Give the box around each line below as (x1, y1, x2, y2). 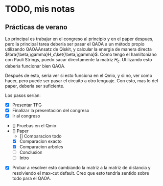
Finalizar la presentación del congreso (12, 107, 90, 113)
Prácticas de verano (5, 23, 68, 31)
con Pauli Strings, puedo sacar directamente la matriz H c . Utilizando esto (5, 57, 153, 64)
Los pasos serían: (5, 92, 41, 98)
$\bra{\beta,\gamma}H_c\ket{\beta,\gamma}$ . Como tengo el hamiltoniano (5, 51, 157, 57)
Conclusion (19, 149, 43, 155)
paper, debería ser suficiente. (5, 83, 65, 89)
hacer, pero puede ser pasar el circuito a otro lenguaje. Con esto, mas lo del (5, 77, 158, 84)
